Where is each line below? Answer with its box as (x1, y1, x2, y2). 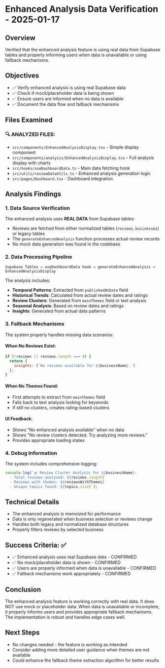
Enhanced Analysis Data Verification (5, 3, 159, 15)
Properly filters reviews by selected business (12, 527, 104, 533)
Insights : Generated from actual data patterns (12, 308, 106, 314)
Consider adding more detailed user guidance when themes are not (12, 647, 150, 653)
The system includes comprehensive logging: (5, 461, 98, 467)
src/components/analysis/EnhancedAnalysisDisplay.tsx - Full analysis (12, 155, 154, 160)
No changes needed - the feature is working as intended (12, 641, 127, 647)
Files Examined (5, 116, 53, 124)
